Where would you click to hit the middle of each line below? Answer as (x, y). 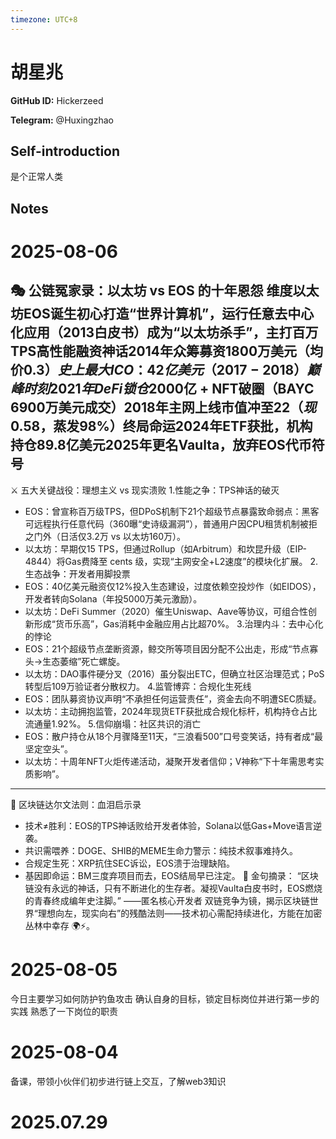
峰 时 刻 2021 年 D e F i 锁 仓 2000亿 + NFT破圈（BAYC (162, 389)
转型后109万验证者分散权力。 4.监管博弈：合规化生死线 (138, 686)
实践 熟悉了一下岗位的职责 (64, 1011)
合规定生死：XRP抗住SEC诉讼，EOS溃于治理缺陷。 (130, 863)
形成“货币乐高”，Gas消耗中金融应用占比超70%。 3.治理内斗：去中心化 (178, 623)
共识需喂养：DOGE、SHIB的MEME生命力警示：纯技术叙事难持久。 (161, 850)
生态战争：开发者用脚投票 (77, 573)
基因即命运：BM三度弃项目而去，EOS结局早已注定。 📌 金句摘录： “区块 (171, 875)
